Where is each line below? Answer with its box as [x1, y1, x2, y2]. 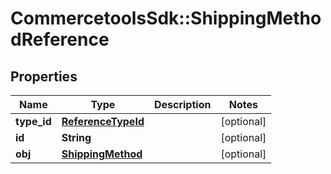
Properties [10, 68, 78, 85]
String [61, 131, 92, 144]
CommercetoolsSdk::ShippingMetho [10, 7, 322, 30]
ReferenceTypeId [61, 115, 145, 128]
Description [153, 98, 212, 111]
